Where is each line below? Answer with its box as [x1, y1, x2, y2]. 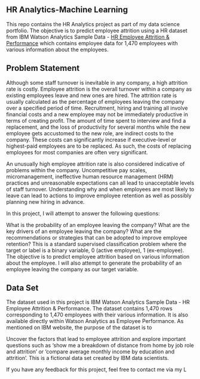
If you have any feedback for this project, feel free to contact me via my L [6, 366, 187, 373]
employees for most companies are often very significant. [6, 148, 148, 156]
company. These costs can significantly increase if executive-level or [6, 136, 177, 143]
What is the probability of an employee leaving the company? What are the [6, 221, 190, 228]
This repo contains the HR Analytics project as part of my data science [6, 20, 180, 27]
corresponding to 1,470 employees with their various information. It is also [6, 311, 189, 318]
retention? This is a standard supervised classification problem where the [6, 240, 187, 247]
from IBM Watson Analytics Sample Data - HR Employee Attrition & [6, 33, 170, 41]
